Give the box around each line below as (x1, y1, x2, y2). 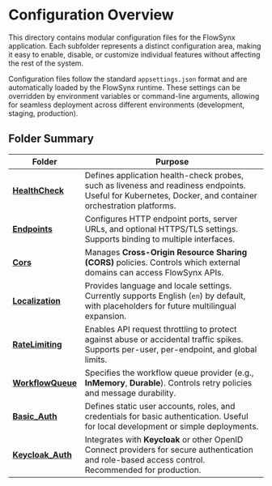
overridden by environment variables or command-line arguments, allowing (8, 91, 260, 100)
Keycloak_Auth (12, 449, 73, 460)
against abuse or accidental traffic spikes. (84, 334, 244, 345)
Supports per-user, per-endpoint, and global (84, 343, 257, 355)
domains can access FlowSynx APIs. (84, 266, 224, 278)
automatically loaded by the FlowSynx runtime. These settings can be (8, 83, 241, 92)
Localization (12, 295, 61, 306)
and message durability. (84, 387, 176, 399)
